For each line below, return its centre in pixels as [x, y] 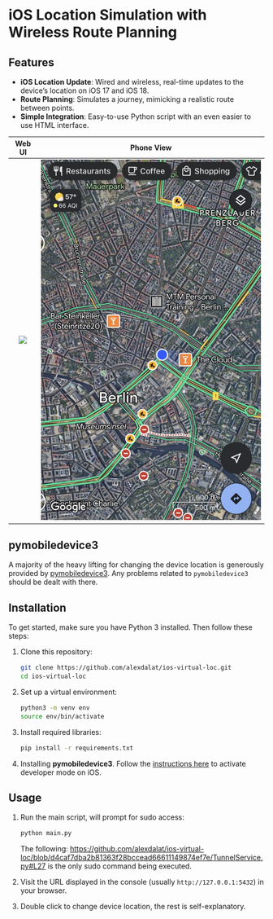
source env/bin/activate [62, 716]
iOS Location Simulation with [108, 15]
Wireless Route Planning [93, 32]
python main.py [46, 833]
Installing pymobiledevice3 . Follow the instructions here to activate [133, 763]
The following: [44, 849]
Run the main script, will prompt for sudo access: [102, 817]
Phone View [151, 147]
